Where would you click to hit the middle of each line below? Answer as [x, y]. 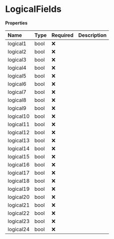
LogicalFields [33, 9]
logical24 [19, 229]
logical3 [17, 60]
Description [92, 35]
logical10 [19, 116]
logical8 [17, 100]
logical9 [17, 108]
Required [62, 35]
